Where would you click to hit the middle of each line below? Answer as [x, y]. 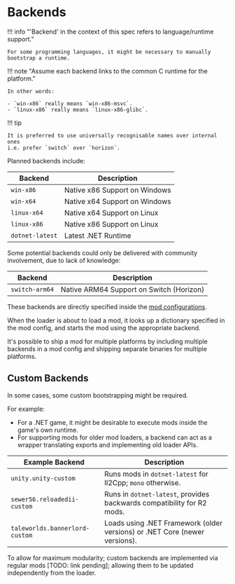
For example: [26, 409]
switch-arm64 [33, 289]
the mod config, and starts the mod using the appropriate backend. [104, 327]
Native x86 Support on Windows [117, 190]
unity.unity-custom [43, 478]
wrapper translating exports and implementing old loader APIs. [107, 444]
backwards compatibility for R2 [156, 503]
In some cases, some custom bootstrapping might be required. [98, 395]
